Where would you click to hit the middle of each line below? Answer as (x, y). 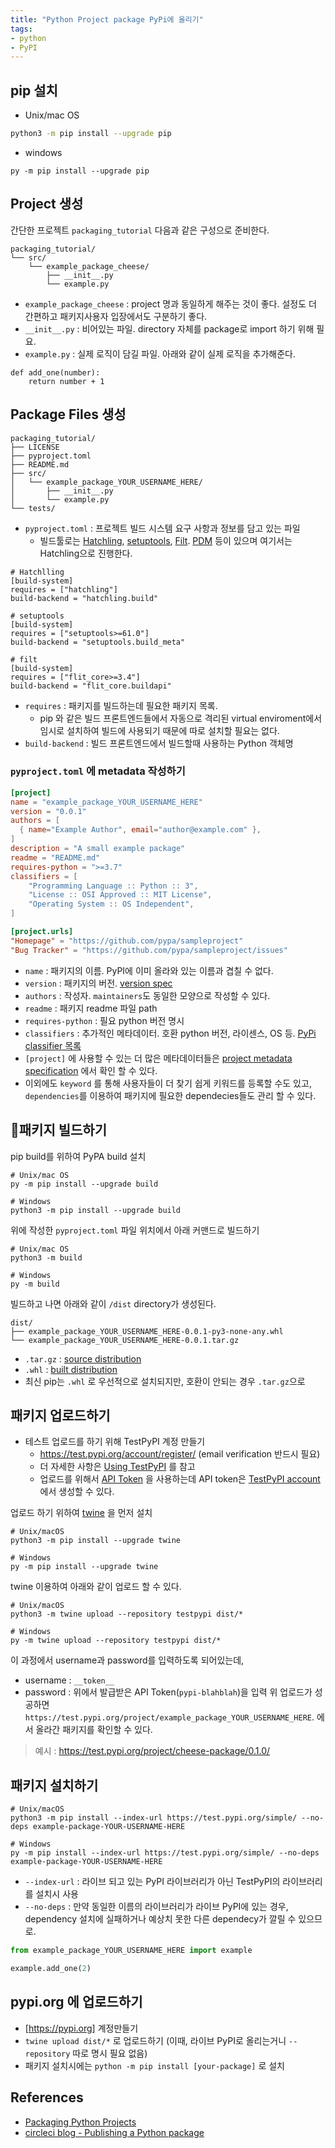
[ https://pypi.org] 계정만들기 (81, 2028)
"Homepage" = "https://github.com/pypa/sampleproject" (127, 941)
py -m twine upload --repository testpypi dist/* (116, 1641)
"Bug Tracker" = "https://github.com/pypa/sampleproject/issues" (149, 950)
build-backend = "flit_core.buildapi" (91, 686)
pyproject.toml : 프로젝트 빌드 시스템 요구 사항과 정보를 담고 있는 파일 (162, 528)
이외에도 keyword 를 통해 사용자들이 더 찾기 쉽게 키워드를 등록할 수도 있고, (168, 1083)
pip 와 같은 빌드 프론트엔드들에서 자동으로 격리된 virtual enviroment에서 (181, 718)
